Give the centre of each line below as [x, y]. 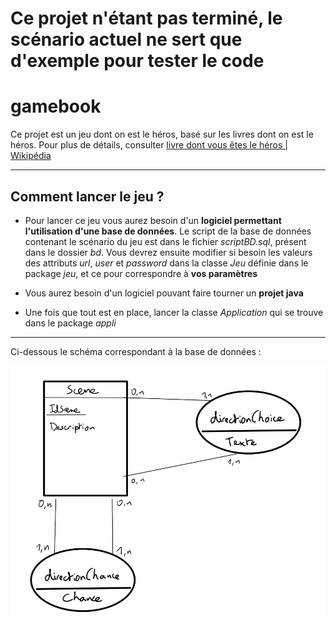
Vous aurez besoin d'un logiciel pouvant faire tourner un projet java [164, 293]
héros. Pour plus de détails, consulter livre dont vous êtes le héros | [149, 145]
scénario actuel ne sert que [126, 39]
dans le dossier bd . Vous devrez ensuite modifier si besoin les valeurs [168, 252]
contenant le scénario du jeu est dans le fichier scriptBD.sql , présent [165, 241]
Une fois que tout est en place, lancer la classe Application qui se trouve [174, 312]
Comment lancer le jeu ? [87, 196]
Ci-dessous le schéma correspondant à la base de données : [136, 351]
